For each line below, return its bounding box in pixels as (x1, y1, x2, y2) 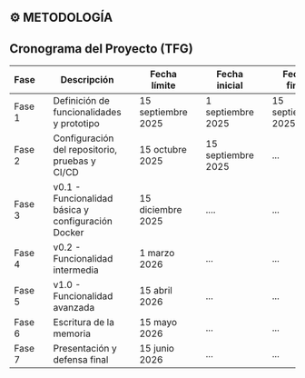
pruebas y (53, 154, 97, 167)
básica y (53, 204, 89, 216)
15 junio (139, 343, 175, 355)
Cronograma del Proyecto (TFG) (9, 41, 193, 56)
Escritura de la (53, 316, 115, 329)
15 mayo (139, 316, 177, 329)
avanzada (53, 302, 95, 314)
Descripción (60, 74, 114, 86)
